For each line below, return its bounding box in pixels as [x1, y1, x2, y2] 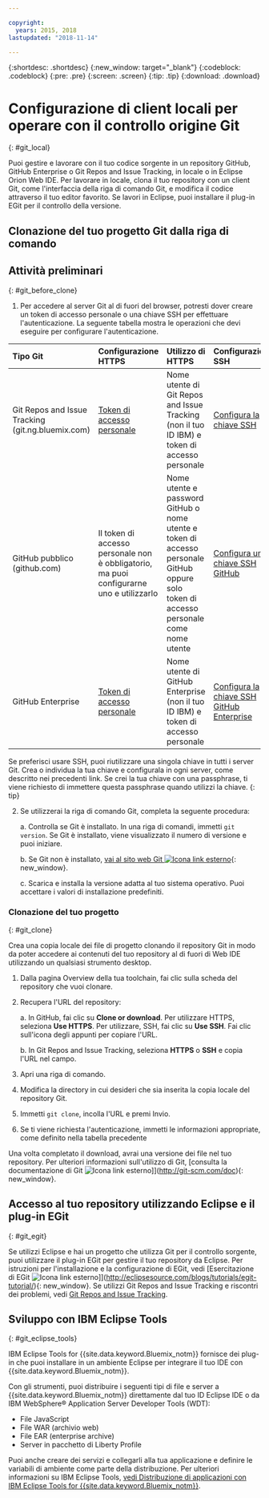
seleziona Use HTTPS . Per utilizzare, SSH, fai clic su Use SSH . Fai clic [19, 1021, 251, 1030]
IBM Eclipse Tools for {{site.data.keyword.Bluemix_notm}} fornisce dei [8, 1349, 240, 1359]
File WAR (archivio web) [19, 1423, 99, 1432]
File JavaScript [19, 1415, 70, 1424]
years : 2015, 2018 [15, 26, 78, 34]
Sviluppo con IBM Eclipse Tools [8, 1313, 168, 1326]
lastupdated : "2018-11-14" [8, 34, 98, 42]
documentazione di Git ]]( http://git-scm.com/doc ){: [8, 1165, 244, 1175]
